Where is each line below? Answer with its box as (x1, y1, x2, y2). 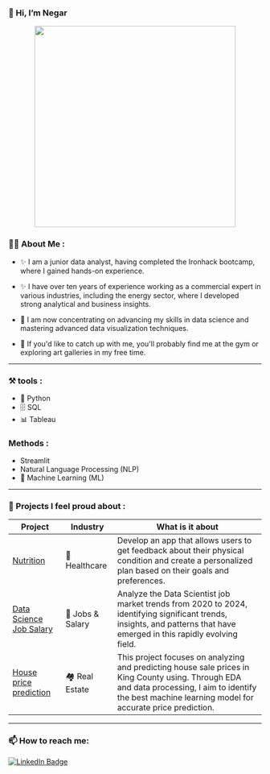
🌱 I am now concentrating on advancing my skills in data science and (19, 314, 249, 325)
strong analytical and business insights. (19, 299, 151, 308)
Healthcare (65, 560, 108, 571)
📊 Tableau (19, 414, 56, 424)
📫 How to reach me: (8, 735, 90, 747)
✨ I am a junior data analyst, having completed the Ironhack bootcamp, (19, 257, 256, 267)
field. (117, 639, 137, 650)
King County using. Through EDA (117, 672, 242, 683)
